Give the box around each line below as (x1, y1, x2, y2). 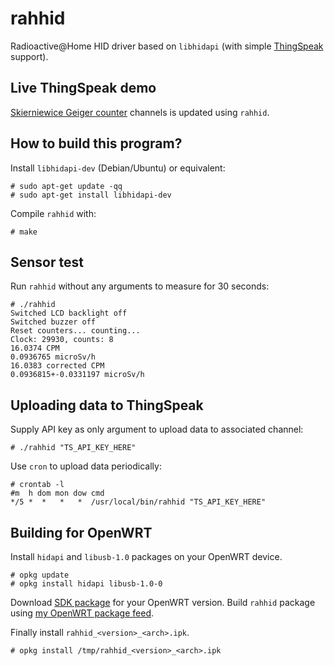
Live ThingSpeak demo (10, 80, 157, 97)
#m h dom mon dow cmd (10, 488, 105, 499)
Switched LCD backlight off (10, 308, 128, 319)
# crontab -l (10, 480, 65, 490)
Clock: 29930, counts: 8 (10, 335, 114, 345)
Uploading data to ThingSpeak (10, 397, 204, 414)
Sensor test (10, 253, 84, 271)
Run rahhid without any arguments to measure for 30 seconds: (10, 280, 270, 292)
